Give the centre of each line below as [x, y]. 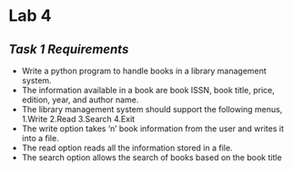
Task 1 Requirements [69, 49]
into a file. [40, 138]
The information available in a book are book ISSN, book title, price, [148, 90]
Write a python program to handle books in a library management [144, 71]
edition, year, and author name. [80, 100]
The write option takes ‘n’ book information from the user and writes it [152, 129]
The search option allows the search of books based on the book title [152, 158]
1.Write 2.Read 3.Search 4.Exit [78, 119]
